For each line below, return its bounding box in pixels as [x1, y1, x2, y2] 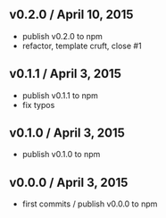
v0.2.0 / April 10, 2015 [9, 7, 134, 22]
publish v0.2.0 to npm [21, 30, 103, 41]
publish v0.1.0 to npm [21, 149, 101, 160]
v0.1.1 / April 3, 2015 [9, 66, 122, 81]
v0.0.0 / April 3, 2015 [9, 174, 129, 190]
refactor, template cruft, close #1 [21, 40, 142, 51]
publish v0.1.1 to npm [21, 89, 98, 101]
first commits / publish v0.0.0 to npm [21, 198, 158, 209]
